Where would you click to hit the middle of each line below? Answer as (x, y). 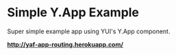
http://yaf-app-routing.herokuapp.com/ (65, 44)
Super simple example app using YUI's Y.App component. (89, 31)
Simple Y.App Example (73, 13)
